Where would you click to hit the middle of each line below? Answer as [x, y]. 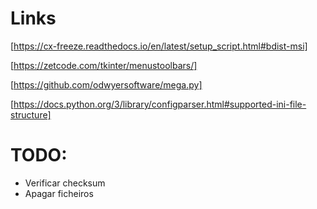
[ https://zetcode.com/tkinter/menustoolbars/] [104, 65]
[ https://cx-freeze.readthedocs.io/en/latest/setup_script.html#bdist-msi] [159, 46]
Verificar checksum [65, 183]
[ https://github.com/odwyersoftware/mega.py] [106, 84]
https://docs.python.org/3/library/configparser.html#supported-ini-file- [160, 104]
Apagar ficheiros [59, 193]
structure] [31, 114]
